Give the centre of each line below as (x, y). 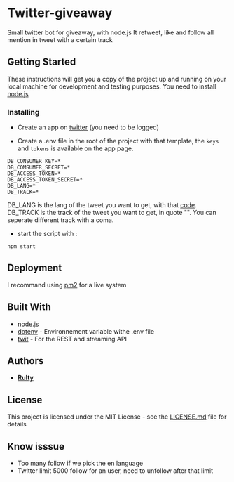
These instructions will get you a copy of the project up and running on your (117, 79)
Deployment (35, 268)
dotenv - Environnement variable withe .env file (86, 331)
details (17, 424)
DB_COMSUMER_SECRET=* (39, 168)
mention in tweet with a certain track (60, 39)
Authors (26, 361)
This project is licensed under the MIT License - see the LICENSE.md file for (117, 417)
